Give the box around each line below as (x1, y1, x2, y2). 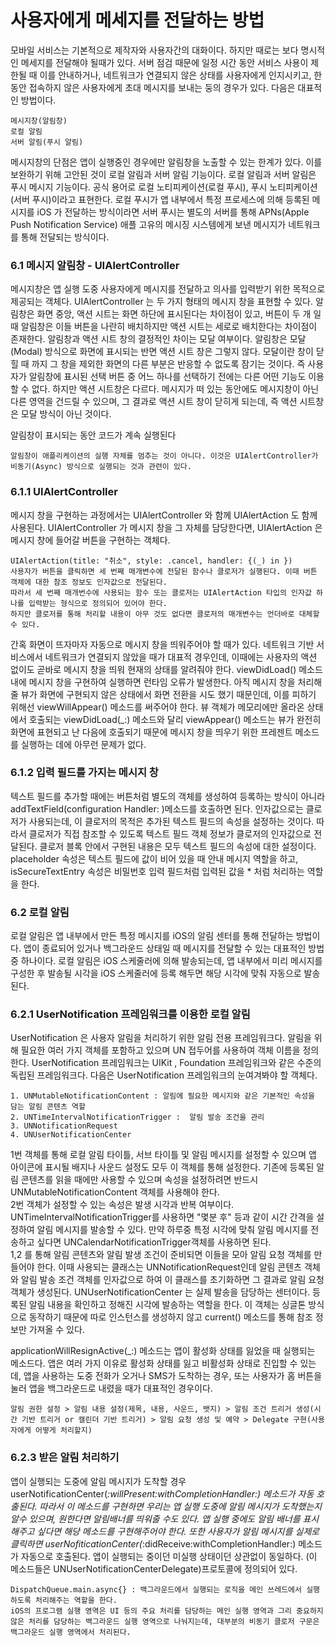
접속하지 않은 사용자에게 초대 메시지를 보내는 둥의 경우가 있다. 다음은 (28, 81, 296, 93)
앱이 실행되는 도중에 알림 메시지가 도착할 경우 (10, 1475, 187, 1487)
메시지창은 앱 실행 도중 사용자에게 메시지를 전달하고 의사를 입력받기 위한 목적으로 (10, 283, 326, 295)
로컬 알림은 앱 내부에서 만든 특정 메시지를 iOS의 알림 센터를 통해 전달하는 (10, 930, 294, 942)
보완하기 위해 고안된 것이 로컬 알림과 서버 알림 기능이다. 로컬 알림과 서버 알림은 (10, 168, 317, 180)
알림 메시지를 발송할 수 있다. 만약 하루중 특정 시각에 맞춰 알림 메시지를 (36, 1224, 309, 1236)
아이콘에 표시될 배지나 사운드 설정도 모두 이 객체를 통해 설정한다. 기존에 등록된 (10, 1161, 315, 1173)
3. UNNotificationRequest (10, 1121, 118, 1131)
